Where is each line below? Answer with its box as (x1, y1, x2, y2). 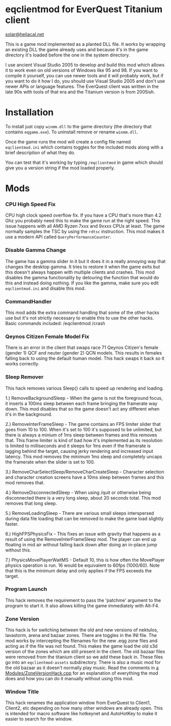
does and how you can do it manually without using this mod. (5, 676, 134, 682)
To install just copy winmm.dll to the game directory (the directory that (5, 123, 152, 129)
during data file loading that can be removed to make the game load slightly (5, 515, 164, 521)
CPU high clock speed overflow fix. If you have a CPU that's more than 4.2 (5, 212, 162, 218)
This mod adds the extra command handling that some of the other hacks (5, 309, 159, 315)
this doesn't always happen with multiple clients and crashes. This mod (5, 269, 155, 275)
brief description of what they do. (5, 149, 75, 156)
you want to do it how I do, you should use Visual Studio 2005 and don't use (5, 78, 165, 84)
